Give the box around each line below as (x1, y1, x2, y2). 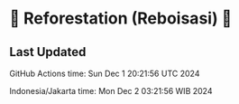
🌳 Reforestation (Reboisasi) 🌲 (9, 8, 233, 29)
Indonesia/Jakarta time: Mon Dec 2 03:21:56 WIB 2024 (9, 86, 213, 96)
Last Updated (9, 44, 87, 60)
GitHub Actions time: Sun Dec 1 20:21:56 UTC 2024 (9, 68, 200, 79)
